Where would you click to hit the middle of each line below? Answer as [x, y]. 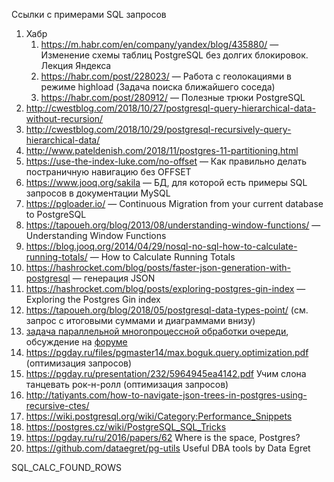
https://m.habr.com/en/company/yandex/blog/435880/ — [159, 44]
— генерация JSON [114, 278]
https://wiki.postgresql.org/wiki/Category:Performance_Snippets [159, 416]
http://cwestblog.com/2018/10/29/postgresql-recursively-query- [158, 129]
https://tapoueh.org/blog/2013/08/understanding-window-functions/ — [173, 225]
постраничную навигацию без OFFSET [108, 172]
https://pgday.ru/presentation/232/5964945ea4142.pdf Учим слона [166, 373]
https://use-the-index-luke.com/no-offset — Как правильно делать [166, 161]
